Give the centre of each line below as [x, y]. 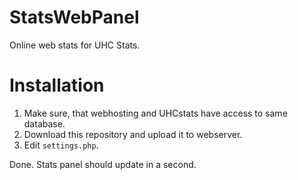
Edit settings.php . [61, 145]
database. [44, 123]
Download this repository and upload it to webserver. [133, 134]
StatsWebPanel [74, 17]
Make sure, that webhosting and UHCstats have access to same [155, 113]
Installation [57, 85]
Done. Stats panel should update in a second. [103, 164]
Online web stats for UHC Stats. [75, 45]
